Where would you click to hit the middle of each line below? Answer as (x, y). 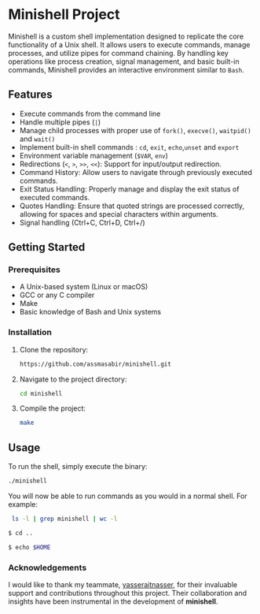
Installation (30, 333)
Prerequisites (34, 270)
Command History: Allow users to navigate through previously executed (136, 172)
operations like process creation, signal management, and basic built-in (124, 61)
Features (30, 95)
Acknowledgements (48, 567)
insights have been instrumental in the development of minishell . (113, 601)
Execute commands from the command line (90, 113)
